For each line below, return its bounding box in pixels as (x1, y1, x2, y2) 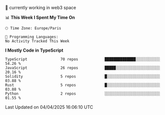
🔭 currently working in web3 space (5, 5, 77, 10)
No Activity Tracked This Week (5, 39, 70, 44)
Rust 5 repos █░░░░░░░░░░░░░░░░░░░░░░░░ (5, 83, 161, 87)
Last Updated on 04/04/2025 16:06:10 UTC (5, 104, 93, 110)
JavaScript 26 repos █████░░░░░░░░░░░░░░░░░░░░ (5, 65, 161, 70)
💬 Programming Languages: (5, 34, 58, 39)
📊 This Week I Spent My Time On (5, 15, 75, 20)
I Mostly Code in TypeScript (5, 47, 63, 53)
